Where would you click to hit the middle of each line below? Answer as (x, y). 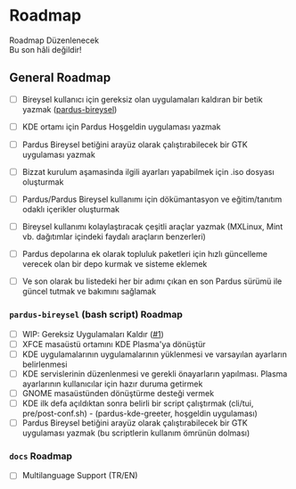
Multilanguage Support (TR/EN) (80, 476)
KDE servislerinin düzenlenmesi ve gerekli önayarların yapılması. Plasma (155, 373)
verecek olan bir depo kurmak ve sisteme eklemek (115, 264)
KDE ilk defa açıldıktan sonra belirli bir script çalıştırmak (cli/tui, (138, 403)
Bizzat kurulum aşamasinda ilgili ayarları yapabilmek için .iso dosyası (148, 171)
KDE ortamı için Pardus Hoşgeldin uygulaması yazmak (121, 127)
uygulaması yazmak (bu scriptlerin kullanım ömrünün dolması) (136, 433)
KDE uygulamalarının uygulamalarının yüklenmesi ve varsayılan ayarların (155, 354)
